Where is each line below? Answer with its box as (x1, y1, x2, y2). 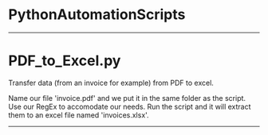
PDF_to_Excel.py (8, 52, 121, 70)
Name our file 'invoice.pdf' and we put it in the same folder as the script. (8, 93, 246, 102)
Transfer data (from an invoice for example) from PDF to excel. (8, 78, 214, 87)
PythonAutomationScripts (8, 6, 186, 24)
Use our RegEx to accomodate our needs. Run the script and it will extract (8, 102, 251, 111)
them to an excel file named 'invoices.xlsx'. (8, 110, 149, 120)
